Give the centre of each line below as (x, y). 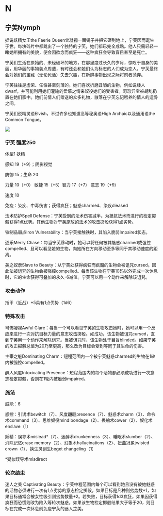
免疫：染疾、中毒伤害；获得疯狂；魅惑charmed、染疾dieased (66, 206)
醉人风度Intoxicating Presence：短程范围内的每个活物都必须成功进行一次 (78, 372)
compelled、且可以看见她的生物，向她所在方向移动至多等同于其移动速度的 (79, 249)
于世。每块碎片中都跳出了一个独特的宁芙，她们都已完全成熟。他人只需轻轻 (79, 46)
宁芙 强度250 (20, 142)
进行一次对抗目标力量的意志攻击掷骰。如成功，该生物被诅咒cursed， (82, 333)
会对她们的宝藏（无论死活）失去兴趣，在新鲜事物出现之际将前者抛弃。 (75, 75)
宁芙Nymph (23, 27)
